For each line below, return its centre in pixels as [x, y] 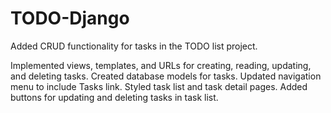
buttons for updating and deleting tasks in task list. [114, 97]
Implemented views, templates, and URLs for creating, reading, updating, [161, 65]
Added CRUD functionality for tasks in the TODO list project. [134, 46]
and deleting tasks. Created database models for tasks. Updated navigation [166, 76]
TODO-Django [70, 18]
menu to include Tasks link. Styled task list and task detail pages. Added [159, 86]
